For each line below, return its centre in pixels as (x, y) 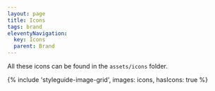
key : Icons (30, 40)
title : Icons (26, 20)
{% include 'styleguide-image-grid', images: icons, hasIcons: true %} (107, 80)
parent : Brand (34, 46)
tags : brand (25, 27)
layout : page (26, 14)
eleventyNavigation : (38, 33)
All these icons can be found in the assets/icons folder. (87, 66)
